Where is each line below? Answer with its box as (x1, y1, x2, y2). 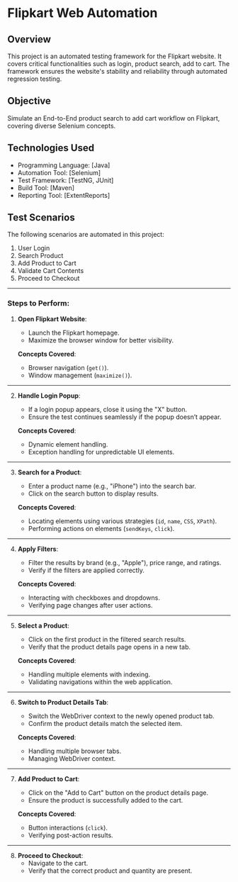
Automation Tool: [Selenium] (17, 168, 101, 177)
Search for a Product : (17, 468, 82, 476)
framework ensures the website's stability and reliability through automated (7, 67, 228, 75)
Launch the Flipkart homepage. (28, 328, 120, 337)
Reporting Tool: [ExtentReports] (17, 191, 110, 199)
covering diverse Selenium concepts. (7, 121, 116, 130)
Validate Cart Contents (17, 267, 84, 275)
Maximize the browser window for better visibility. (28, 335, 174, 345)
